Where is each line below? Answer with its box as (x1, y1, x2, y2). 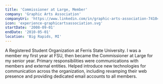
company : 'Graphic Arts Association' (5, 12, 81, 17)
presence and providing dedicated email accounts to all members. (5, 73, 137, 79)
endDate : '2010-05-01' (5, 30, 51, 34)
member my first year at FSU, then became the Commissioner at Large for (5, 52, 153, 58)
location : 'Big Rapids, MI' (5, 34, 62, 39)
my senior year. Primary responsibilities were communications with (5, 58, 139, 64)
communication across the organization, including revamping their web (5, 68, 147, 74)
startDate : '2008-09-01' (5, 25, 55, 30)
